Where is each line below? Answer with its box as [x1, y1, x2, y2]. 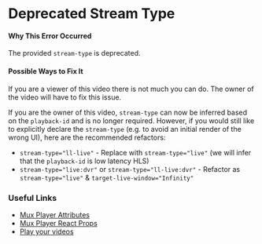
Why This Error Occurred [8, 31, 92, 40]
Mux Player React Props [19, 218, 98, 228]
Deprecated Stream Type [8, 5, 175, 23]
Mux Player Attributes [19, 209, 90, 220]
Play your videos [19, 227, 74, 236]
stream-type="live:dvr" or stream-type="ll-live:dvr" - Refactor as [19, 164, 241, 173]
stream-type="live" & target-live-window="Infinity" [19, 173, 194, 182]
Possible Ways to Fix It [8, 66, 84, 75]
